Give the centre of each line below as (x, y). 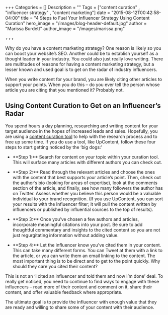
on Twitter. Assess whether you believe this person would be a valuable (87, 193)
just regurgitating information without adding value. (66, 235)
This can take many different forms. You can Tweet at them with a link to (87, 250)
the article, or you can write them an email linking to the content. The (84, 256)
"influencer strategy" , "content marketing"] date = (58, 13)
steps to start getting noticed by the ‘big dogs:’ (54, 147)
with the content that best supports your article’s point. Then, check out (87, 177)
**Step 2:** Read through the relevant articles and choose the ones (83, 172)
